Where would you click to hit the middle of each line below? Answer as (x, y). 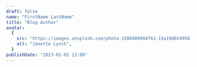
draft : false (22, 11)
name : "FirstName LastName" (40, 17)
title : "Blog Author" (33, 22)
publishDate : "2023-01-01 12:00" (47, 55)
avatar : (16, 28)
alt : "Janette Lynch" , (44, 44)
